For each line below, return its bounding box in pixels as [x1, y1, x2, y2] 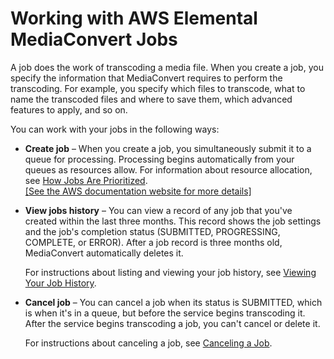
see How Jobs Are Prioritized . [24, 174, 148, 186]
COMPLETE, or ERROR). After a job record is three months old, [24, 236, 283, 248]
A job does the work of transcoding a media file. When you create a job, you [10, 61, 324, 73]
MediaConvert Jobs [10, 28, 178, 51]
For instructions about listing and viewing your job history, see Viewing [24, 266, 317, 278]
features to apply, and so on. [10, 103, 128, 116]
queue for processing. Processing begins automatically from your [24, 153, 295, 165]
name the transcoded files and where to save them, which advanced [10, 93, 293, 105]
